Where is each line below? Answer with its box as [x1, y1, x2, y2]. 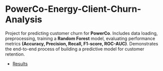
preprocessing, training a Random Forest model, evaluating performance [5, 35, 156, 41]
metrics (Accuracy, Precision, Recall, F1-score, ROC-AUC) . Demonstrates [5, 40, 159, 46]
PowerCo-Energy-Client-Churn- [5, 3, 142, 15]
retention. [5, 51, 25, 57]
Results [12, 61, 28, 67]
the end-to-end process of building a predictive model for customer [5, 46, 145, 52]
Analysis [5, 14, 42, 25]
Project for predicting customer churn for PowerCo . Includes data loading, [5, 30, 158, 36]
